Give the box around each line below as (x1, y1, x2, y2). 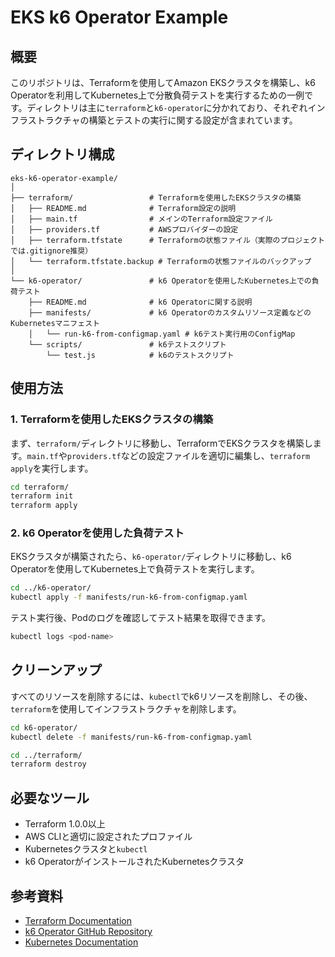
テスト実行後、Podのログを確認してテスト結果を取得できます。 (10, 612, 272, 624)
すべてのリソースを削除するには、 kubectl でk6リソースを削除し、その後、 (10, 690, 313, 702)
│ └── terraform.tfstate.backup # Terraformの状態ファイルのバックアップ (10, 256, 312, 266)
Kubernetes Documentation (24, 936, 139, 948)
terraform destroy (10, 759, 87, 770)
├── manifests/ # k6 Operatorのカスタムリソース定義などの (28, 307, 312, 318)
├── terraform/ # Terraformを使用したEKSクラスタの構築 (10, 192, 302, 203)
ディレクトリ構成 (10, 146, 115, 163)
